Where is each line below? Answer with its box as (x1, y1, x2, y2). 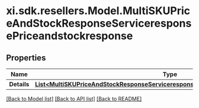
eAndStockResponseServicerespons (6, 17, 192, 30)
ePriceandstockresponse (6, 30, 133, 42)
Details (9, 80, 30, 88)
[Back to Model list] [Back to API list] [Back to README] (6, 96, 142, 102)
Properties (6, 53, 46, 63)
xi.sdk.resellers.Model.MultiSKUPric (6, 4, 191, 18)
